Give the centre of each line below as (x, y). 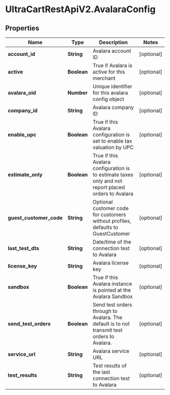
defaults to (105, 227)
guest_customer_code (35, 218)
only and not (108, 181)
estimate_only (25, 175)
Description (113, 42)
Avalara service (111, 351)
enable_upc (22, 135)
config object (109, 99)
